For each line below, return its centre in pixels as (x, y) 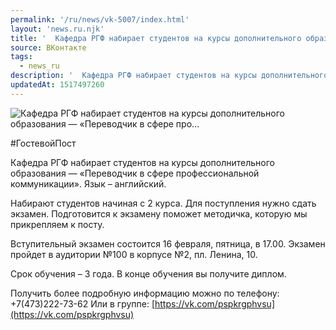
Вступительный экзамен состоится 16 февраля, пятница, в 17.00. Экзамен (168, 243)
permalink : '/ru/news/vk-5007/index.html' (100, 19)
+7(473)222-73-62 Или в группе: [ (82, 303)
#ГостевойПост (43, 143)
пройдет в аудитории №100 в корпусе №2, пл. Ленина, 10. (134, 254)
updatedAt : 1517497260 (57, 85)
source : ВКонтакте (48, 47)
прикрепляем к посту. (57, 224)
